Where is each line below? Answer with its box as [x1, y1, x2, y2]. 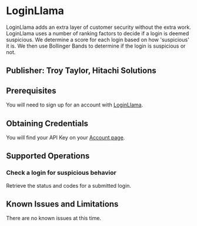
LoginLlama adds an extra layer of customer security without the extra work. [6, 24, 191, 31]
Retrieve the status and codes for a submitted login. [6, 182, 131, 189]
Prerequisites [6, 85, 56, 95]
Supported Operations [6, 151, 90, 161]
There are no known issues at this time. [6, 215, 102, 222]
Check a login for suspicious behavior [6, 169, 116, 177]
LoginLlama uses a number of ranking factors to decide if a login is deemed [6, 29, 189, 36]
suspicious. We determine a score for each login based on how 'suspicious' [6, 36, 189, 43]
